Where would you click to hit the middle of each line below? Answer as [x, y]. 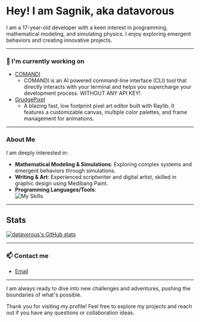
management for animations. [59, 119]
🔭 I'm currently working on [45, 61]
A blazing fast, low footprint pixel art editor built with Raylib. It [99, 106]
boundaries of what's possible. [44, 295]
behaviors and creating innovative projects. [59, 40]
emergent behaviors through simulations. [65, 171]
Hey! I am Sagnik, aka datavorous [90, 11]
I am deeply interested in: [37, 153]
